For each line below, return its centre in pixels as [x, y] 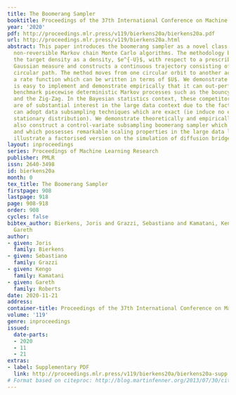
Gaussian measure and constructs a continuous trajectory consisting [117, 66]
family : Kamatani [39, 275]
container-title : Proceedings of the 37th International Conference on [114, 308]
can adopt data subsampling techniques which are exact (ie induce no [119, 112]
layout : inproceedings [40, 145]
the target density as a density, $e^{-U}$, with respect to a [108, 60]
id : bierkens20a [31, 171]
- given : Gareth [31, 282]
